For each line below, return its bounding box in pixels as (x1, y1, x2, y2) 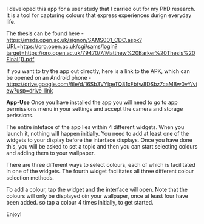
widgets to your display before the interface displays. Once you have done (6, 136, 193, 144)
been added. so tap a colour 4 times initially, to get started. (6, 199, 154, 206)
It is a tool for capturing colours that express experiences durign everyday (6, 12, 192, 19)
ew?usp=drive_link (6, 87, 53, 94)
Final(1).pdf (6, 56, 35, 63)
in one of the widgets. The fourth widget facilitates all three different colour (6, 167, 194, 175)
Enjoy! (6, 211, 22, 218)
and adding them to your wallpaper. (6, 149, 95, 156)
